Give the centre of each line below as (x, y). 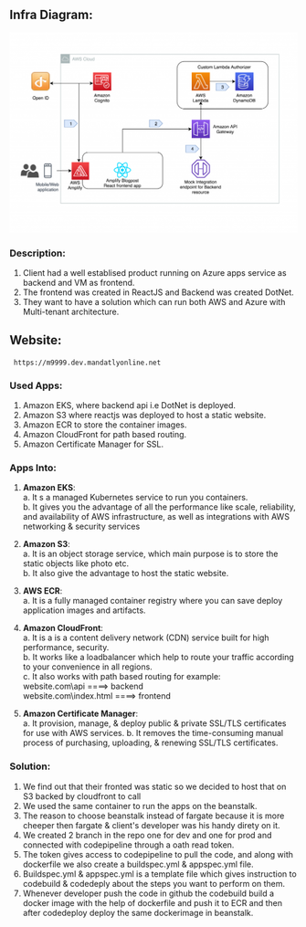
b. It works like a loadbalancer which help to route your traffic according (158, 658)
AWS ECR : (42, 591)
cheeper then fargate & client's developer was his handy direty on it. (151, 825)
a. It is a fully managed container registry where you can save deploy (153, 601)
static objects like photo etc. (76, 564)
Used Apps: (36, 385)
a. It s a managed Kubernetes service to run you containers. (135, 498)
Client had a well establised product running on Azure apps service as (154, 273)
